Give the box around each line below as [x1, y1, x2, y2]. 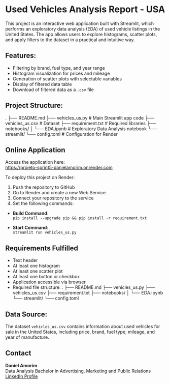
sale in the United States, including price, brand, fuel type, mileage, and [5, 329, 155, 335]
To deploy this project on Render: [5, 174, 75, 181]
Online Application [5, 145, 65, 154]
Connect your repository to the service [12, 195, 94, 201]
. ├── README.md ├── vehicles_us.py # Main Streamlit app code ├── [5, 114, 155, 121]
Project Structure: [5, 101, 63, 110]
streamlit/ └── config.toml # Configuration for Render [5, 131, 118, 137]
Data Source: [5, 310, 47, 318]
